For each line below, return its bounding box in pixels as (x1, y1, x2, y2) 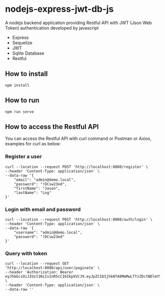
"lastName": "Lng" (14, 190, 52, 195)
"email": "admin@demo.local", (14, 177, 76, 182)
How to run (5, 96, 40, 104)
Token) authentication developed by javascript (5, 25, 99, 31)
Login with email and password (5, 206, 81, 213)
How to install (5, 70, 48, 78)
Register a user (5, 153, 42, 160)
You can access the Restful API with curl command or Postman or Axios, (5, 135, 152, 141)
